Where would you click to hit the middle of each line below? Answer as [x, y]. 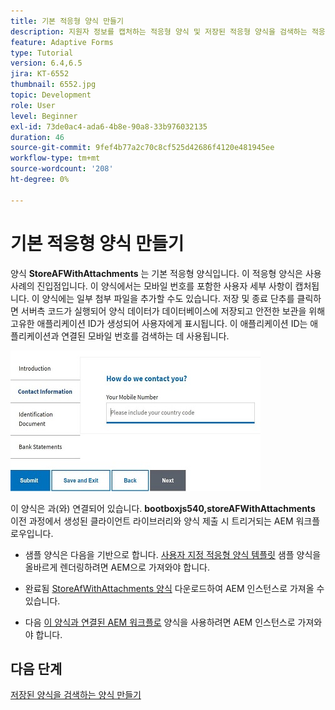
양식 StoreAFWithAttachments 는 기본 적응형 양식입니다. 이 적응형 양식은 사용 [166, 273]
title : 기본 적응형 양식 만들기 [67, 21]
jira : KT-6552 [40, 74]
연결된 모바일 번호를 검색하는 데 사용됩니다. [145, 336]
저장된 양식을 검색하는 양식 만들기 [76, 695]
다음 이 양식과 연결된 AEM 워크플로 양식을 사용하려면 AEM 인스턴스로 [160, 622]
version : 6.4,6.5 [46, 63]
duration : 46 [37, 137]
